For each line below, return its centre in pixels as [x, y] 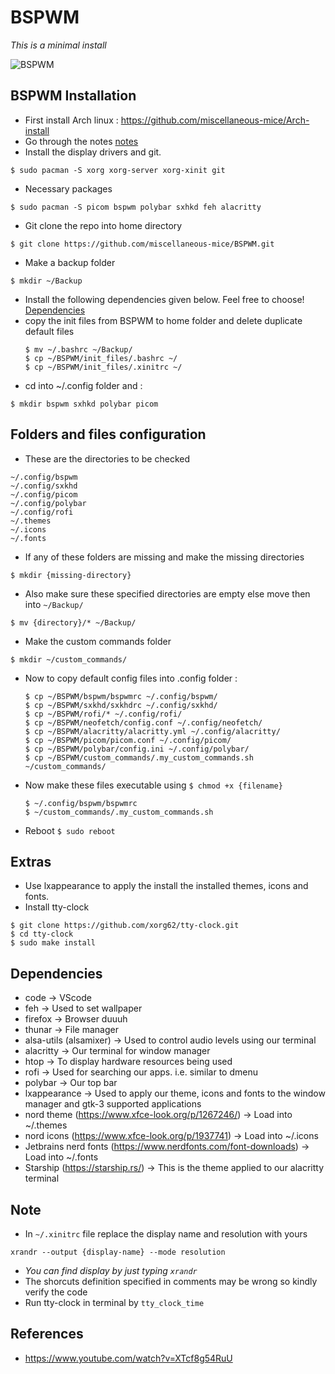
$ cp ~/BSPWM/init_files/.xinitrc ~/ [103, 367]
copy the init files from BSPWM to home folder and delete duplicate [163, 320]
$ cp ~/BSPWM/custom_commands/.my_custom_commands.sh [139, 757]
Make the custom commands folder [98, 641]
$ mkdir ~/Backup [46, 281]
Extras [31, 861]
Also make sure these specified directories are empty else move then [167, 593]
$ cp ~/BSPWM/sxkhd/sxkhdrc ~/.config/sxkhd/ [121, 705]
